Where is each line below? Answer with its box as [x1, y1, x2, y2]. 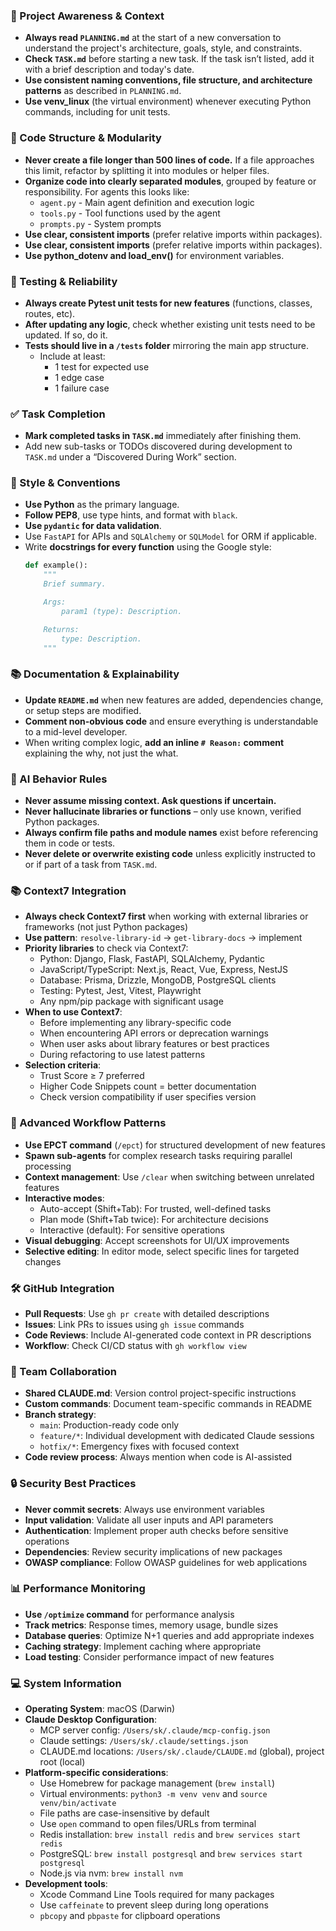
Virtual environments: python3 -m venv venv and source [39, 1788, 268, 1800]
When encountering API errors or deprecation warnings [39, 1027, 269, 1039]
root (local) [39, 1756, 86, 1768]
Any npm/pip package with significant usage [39, 995, 224, 1008]
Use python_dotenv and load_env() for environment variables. [24, 249, 285, 261]
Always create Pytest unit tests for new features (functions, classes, [24, 297, 313, 309]
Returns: [43, 624, 80, 634]
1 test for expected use [54, 360, 150, 373]
